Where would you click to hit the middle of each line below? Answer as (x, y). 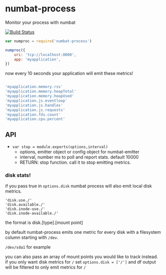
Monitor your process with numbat (40, 22)
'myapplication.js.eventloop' (36, 101)
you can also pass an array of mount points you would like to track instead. (82, 257)
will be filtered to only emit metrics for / (46, 267)
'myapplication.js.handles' (34, 105)
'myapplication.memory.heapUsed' (40, 96)
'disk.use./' (19, 201)
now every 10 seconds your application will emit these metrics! (69, 73)
